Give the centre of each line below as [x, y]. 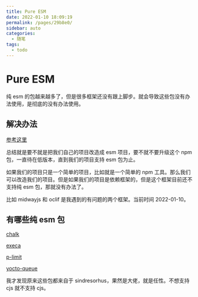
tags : [13, 45]
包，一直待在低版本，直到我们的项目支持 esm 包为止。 [72, 159]
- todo [20, 50]
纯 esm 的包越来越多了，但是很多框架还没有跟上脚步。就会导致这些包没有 [95, 96]
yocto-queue [22, 269]
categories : [21, 34]
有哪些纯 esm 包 [35, 219]
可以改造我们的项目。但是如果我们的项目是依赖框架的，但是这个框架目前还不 [99, 179]
